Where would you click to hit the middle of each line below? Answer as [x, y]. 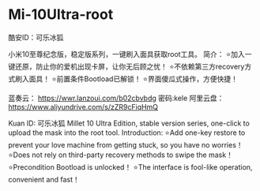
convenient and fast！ [44, 179]
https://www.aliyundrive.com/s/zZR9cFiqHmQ [83, 107]
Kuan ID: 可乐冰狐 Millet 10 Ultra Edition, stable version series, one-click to [129, 123]
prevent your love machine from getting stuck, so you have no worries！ [126, 144]
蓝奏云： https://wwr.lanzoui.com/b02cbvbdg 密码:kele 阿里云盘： [116, 98]
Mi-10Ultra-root [61, 15]
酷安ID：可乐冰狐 [36, 37]
